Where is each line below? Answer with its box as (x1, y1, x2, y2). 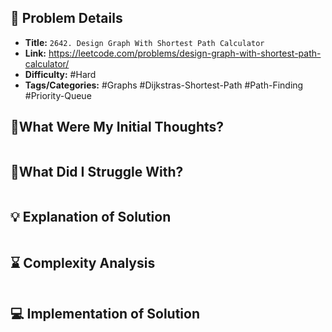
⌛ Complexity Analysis (10, 254, 156, 271)
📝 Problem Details (10, 10, 123, 27)
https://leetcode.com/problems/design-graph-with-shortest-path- (48, 47, 322, 59)
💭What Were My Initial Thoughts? (10, 119, 225, 136)
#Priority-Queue (24, 89, 92, 101)
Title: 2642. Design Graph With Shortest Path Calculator (24, 36, 265, 48)
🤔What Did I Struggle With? (10, 164, 184, 181)
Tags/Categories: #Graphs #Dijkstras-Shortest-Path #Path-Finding (24, 79, 304, 91)
